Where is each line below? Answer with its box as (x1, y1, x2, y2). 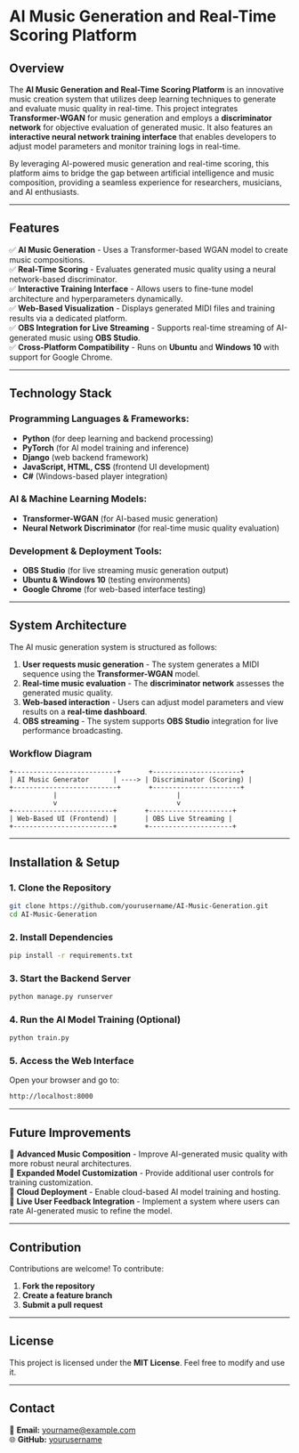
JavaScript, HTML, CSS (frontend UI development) (21, 461, 211, 472)
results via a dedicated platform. (9, 313, 127, 323)
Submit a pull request (21, 1299, 103, 1310)
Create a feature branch (21, 1289, 113, 1301)
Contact (9, 1400, 55, 1416)
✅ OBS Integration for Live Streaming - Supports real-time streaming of (9, 322, 275, 333)
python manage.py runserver (9, 993, 114, 1002)
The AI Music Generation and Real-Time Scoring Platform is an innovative (9, 85, 285, 94)
